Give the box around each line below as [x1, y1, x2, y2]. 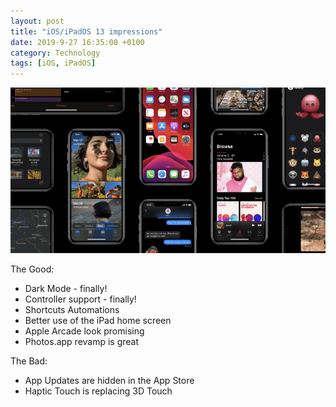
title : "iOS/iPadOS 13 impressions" [10, 26, 163, 37]
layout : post [10, 16, 65, 26]
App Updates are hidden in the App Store [24, 375, 195, 387]
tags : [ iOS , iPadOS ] [10, 58, 97, 69]
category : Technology [10, 48, 101, 58]
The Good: [10, 263, 55, 275]
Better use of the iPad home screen [24, 315, 172, 327]
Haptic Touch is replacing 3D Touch [24, 385, 173, 397]
